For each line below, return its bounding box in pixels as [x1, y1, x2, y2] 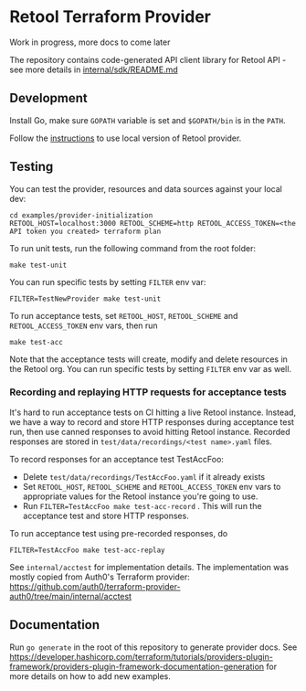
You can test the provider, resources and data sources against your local [9, 183, 283, 194]
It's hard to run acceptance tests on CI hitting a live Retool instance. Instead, [9, 407, 297, 418]
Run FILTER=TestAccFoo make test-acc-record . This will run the [22, 500, 262, 511]
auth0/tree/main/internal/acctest [9, 590, 132, 601]
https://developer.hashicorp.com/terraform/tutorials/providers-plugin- [9, 651, 274, 662]
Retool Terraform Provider [9, 6, 212, 27]
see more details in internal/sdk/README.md [9, 64, 178, 75]
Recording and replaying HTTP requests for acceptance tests [9, 386, 288, 399]
